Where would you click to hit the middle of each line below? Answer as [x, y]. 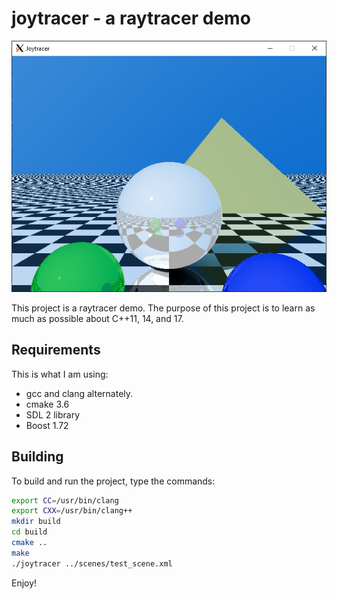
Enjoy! [24, 583]
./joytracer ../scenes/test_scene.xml [92, 563]
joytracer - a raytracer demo [131, 18]
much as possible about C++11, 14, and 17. [97, 318]
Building [37, 457]
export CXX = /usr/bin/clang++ [72, 511]
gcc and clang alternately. [79, 393]
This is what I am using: [60, 374]
